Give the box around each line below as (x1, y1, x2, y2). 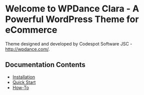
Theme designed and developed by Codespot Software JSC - (5, 40, 132, 46)
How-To (12, 84, 29, 90)
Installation (12, 73, 35, 80)
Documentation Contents (5, 60, 86, 69)
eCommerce (5, 24, 57, 35)
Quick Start (12, 79, 36, 85)
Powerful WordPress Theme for (5, 13, 139, 25)
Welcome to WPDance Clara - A (5, 3, 139, 14)
